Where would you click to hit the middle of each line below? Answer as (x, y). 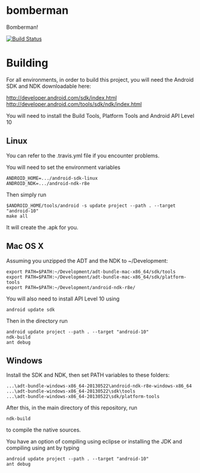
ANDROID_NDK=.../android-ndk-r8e (48, 183)
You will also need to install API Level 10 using (63, 299)
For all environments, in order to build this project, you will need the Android (100, 79)
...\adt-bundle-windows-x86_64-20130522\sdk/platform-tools (83, 397)
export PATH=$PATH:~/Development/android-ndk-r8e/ (71, 287)
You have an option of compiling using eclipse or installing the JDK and (94, 442)
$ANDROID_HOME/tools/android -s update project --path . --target (91, 206)
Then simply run (26, 194)
